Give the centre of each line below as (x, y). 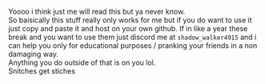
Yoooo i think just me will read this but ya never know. (97, 12)
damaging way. (33, 54)
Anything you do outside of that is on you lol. (82, 62)
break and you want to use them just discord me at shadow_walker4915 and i (132, 37)
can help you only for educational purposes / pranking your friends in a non (133, 46)
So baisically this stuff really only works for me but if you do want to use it (130, 20)
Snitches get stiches (42, 71)
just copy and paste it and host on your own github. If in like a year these (128, 28)
